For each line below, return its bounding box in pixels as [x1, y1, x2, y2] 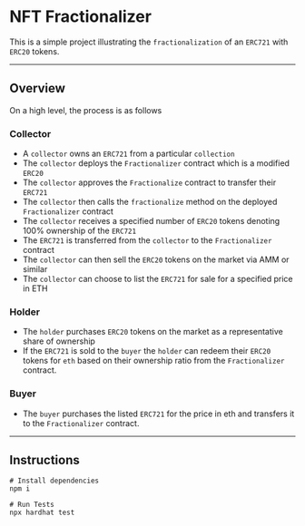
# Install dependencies [9, 476, 100, 486]
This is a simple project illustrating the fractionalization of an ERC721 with [9, 36, 289, 47]
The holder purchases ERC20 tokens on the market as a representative [22, 326, 283, 337]
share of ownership [22, 336, 95, 346]
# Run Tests [9, 501, 54, 510]
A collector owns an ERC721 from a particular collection [22, 148, 235, 160]
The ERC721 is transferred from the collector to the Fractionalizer [22, 235, 272, 246]
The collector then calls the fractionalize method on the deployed [22, 197, 278, 208]
